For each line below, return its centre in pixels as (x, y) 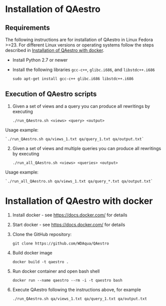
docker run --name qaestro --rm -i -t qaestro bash (67, 280)
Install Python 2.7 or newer (40, 60)
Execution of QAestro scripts (51, 94)
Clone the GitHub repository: (42, 234)
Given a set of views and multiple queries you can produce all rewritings (87, 148)
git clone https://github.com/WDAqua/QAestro (60, 243)
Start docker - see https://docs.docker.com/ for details (69, 224)
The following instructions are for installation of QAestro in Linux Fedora (79, 39)
